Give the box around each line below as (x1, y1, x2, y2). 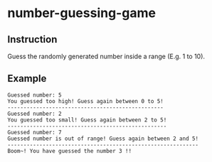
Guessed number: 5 (7, 91, 62, 99)
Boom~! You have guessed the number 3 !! (7, 147, 132, 154)
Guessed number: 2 (7, 110, 62, 117)
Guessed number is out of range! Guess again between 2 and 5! (7, 135, 199, 142)
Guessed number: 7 (7, 129, 62, 136)
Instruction (7, 33, 58, 45)
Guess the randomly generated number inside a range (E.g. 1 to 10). (7, 52, 205, 60)
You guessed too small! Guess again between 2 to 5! (7, 116, 167, 124)
